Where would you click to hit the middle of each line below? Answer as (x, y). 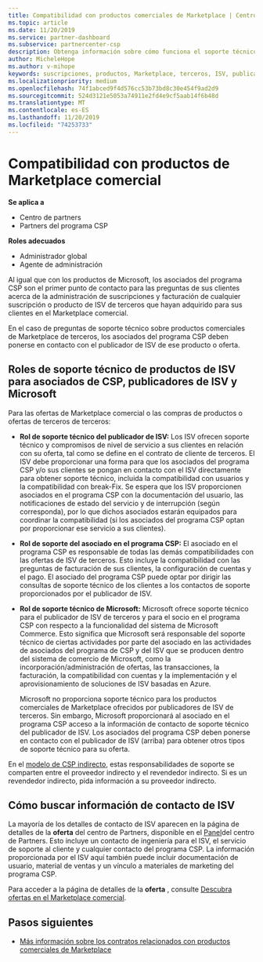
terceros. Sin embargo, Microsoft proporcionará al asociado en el (124, 716)
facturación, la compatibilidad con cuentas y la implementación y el (128, 675)
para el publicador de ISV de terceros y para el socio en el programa (130, 617)
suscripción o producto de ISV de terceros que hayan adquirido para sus (125, 304)
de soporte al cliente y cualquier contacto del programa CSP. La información (131, 849)
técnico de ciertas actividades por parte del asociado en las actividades (135, 642)
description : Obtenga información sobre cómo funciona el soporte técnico (133, 52)
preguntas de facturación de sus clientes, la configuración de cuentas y (135, 568)
